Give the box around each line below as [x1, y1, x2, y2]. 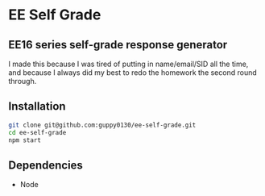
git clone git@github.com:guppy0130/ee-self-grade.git [8, 121, 197, 129]
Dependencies [8, 158, 83, 172]
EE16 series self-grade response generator [8, 38, 228, 52]
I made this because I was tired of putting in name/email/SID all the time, [8, 59, 249, 69]
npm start [8, 136, 42, 144]
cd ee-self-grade [8, 128, 67, 136]
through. [8, 77, 37, 85]
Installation [8, 99, 66, 114]
